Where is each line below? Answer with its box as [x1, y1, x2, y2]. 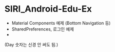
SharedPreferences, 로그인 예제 [11, 26, 74, 32]
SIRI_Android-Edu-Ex [4, 3, 92, 15]
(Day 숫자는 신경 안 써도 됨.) [4, 41, 58, 47]
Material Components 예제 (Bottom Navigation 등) [11, 20, 111, 26]
